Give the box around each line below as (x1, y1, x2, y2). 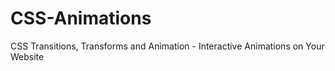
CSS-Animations (10, 7, 152, 30)
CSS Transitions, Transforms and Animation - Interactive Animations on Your (10, 40, 325, 52)
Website (10, 50, 45, 62)
